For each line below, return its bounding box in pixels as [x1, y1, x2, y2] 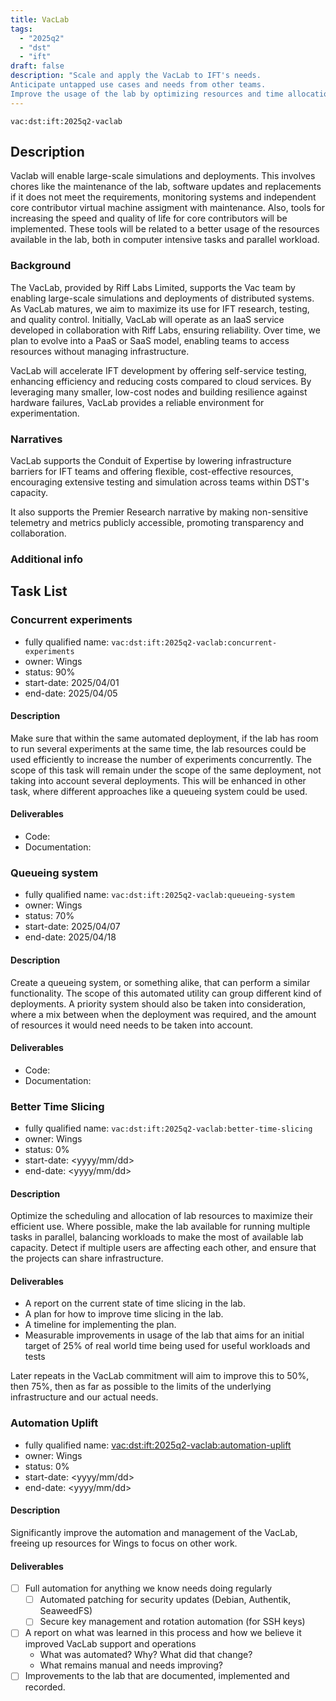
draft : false [10, 61, 65, 71]
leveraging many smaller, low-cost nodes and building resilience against [10, 386, 308, 398]
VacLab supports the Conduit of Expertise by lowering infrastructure [10, 455, 292, 467]
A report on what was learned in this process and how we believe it [24, 1627, 302, 1639]
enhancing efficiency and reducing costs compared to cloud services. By [10, 375, 312, 387]
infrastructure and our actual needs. [10, 1391, 159, 1403]
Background [10, 259, 72, 273]
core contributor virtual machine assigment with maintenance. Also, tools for [10, 202, 326, 214]
